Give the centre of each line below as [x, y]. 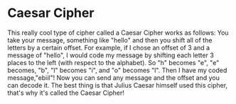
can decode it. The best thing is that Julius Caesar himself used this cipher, [118, 85]
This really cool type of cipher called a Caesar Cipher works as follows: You [118, 33]
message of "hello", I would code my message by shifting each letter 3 [111, 55]
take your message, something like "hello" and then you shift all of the [110, 40]
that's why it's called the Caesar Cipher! [66, 93]
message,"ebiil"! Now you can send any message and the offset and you [114, 77]
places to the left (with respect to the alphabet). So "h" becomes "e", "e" [113, 62]
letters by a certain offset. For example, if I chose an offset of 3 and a [109, 47]
